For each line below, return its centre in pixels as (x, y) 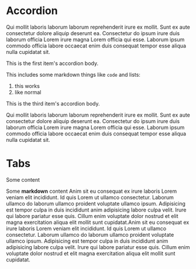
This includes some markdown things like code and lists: (73, 74)
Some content (23, 179)
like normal (28, 92)
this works (27, 86)
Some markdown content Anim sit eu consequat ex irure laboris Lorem (92, 191)
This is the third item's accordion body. (53, 103)
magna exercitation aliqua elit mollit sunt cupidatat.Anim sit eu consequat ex (98, 222)
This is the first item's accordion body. (52, 63)
